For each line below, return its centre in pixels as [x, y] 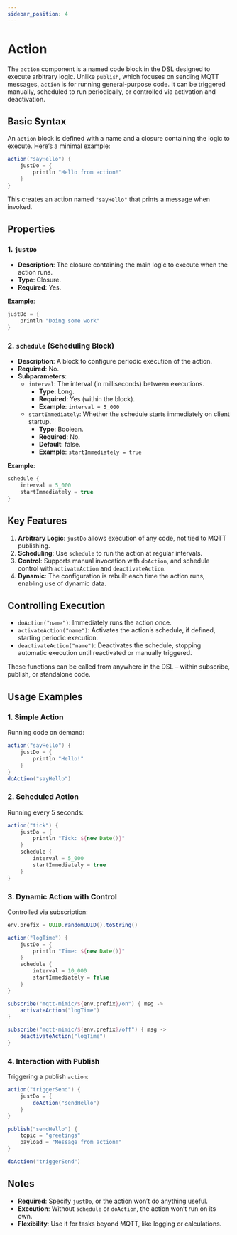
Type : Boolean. [61, 429]
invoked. [20, 206]
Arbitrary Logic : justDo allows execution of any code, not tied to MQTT [122, 538]
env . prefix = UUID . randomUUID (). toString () [73, 925]
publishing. [34, 546]
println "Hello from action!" [77, 173]
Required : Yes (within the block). [87, 399]
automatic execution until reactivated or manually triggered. [105, 653]
